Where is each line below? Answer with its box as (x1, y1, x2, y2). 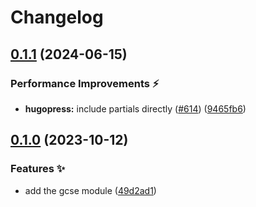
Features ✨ (10, 162, 66, 176)
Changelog (10, 6, 104, 29)
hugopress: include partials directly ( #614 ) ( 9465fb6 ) (24, 102, 247, 115)
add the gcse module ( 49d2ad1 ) (24, 184, 157, 196)
